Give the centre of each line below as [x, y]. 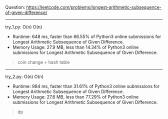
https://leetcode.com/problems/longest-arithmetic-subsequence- [94, 7]
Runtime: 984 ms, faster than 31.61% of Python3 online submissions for [86, 86]
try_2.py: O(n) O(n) [24, 76]
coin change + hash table [43, 62]
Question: [15, 7]
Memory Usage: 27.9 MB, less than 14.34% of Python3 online [75, 47]
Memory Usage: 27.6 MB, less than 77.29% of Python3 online [75, 97]
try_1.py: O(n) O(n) [24, 27]
